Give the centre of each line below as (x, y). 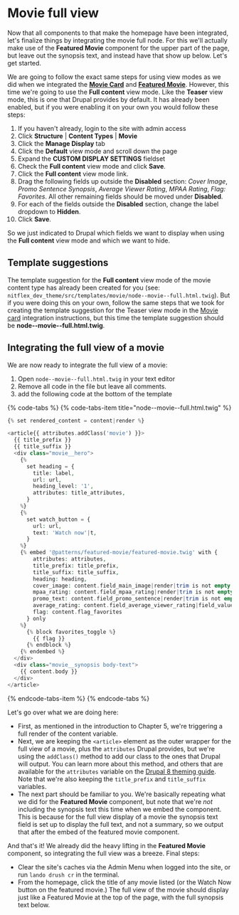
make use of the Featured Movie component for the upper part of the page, (118, 48)
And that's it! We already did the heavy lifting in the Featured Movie (107, 845)
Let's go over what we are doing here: (63, 712)
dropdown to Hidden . (49, 211)
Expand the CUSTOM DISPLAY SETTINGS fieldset (91, 159)
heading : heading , (60, 579)
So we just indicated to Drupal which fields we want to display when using (116, 233)
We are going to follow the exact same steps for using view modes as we (115, 77)
